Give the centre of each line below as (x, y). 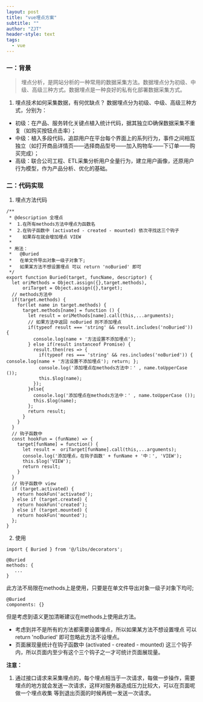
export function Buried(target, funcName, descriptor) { (79, 278)
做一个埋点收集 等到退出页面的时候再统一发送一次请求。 (85, 693)
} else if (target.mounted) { (50, 510)
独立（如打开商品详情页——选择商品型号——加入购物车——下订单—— (102, 146)
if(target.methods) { (39, 300)
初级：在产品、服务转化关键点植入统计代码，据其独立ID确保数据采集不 (102, 123)
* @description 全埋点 (36, 218)
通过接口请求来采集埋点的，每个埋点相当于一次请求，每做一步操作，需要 (105, 678)
